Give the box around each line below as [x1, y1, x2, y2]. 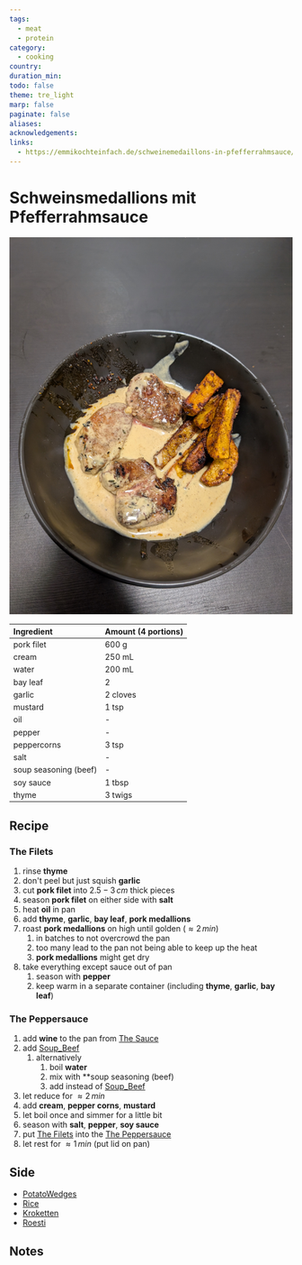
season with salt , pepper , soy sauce [22, 1119, 160, 1131]
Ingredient [13, 626, 53, 637]
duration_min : [9, 72, 63, 81]
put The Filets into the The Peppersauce [22, 1129, 172, 1140]
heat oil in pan [22, 904, 76, 915]
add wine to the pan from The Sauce [22, 1033, 159, 1044]
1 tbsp [104, 776, 129, 788]
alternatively [35, 1052, 83, 1063]
